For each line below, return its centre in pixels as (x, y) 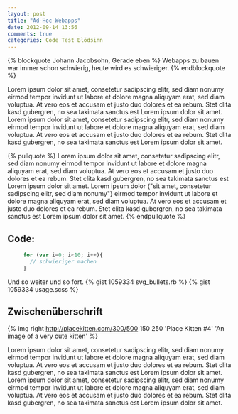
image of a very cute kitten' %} (53, 336)
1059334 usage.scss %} (43, 289)
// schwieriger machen (63, 261)
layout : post (27, 14)
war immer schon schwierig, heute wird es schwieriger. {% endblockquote (117, 68)
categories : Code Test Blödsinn (55, 40)
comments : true (30, 34)
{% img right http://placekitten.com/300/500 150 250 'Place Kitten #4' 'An (116, 329)
